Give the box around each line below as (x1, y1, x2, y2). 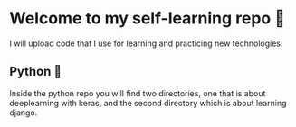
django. (9, 107, 38, 118)
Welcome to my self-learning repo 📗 (9, 8, 285, 29)
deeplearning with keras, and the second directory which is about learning (9, 97, 287, 108)
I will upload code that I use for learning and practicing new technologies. (9, 38, 283, 49)
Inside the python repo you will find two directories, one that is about (9, 87, 266, 98)
